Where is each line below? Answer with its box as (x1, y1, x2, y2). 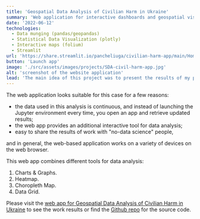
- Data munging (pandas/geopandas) (11, 31, 100, 37)
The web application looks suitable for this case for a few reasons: (6, 92, 169, 99)
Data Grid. (14, 188, 40, 195)
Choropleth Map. (14, 182, 57, 189)
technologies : (6, 25, 42, 32)
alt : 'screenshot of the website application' (6, 70, 124, 76)
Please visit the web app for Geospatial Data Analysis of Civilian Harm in (6, 200, 183, 207)
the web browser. (6, 146, 49, 154)
